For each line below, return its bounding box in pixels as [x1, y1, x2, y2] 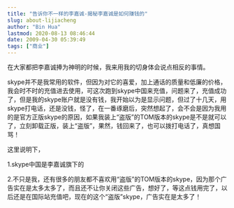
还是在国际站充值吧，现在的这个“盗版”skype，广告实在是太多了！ [13, 193, 202, 200]
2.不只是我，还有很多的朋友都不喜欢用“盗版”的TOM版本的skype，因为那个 [7, 175, 221, 183]
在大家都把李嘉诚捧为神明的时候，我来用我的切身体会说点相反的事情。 [7, 63, 210, 71]
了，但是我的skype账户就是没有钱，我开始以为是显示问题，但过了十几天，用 [7, 95, 227, 104]
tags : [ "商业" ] [7, 43, 50, 50]
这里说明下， [7, 145, 44, 153]
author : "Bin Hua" [7, 23, 61, 30]
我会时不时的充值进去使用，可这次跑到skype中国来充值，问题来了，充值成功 [7, 87, 227, 95]
